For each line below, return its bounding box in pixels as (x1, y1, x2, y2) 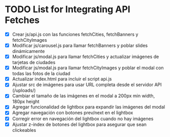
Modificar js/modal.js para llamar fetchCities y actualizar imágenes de (12, 53, 159, 60)
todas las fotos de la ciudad (12, 70, 70, 77)
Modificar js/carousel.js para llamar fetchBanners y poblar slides (12, 42, 148, 48)
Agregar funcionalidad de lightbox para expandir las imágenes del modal (12, 104, 165, 110)
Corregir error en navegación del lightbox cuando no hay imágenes (12, 116, 154, 122)
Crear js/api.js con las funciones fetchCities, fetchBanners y (12, 31, 138, 37)
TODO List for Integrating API (5, 4, 131, 15)
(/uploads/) (12, 88, 36, 94)
